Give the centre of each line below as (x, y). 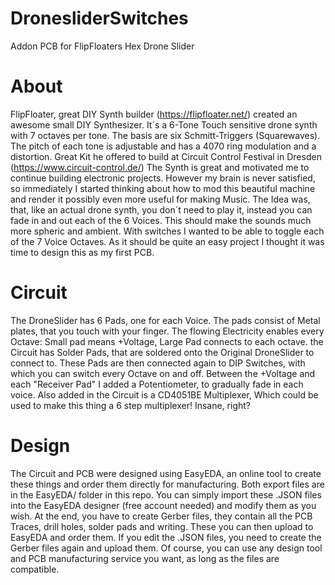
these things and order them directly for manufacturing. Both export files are (167, 484)
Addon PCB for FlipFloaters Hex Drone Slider (102, 46)
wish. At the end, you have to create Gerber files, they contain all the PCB (161, 516)
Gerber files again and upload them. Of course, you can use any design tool (166, 548)
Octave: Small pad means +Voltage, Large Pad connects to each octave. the (167, 341)
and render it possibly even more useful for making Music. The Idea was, (160, 199)
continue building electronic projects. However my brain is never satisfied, (163, 178)
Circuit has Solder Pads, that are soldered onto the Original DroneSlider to (162, 352)
